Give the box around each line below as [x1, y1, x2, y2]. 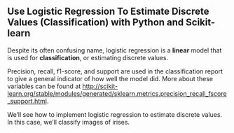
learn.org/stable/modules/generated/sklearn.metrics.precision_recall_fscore [7, 89, 227, 97]
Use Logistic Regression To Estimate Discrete [7, 6, 209, 17]
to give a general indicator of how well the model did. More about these [7, 74, 214, 83]
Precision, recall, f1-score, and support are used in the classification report [7, 66, 223, 76]
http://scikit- [82, 82, 118, 90]
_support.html [7, 97, 48, 105]
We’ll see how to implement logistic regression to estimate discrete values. [7, 110, 223, 118]
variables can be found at [7, 82, 81, 90]
